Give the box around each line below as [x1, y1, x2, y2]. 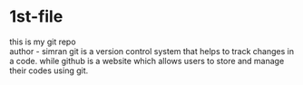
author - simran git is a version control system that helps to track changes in [9, 45, 295, 56]
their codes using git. [9, 65, 89, 76]
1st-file [9, 6, 64, 27]
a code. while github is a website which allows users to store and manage [9, 55, 285, 66]
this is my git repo [9, 36, 76, 47]
